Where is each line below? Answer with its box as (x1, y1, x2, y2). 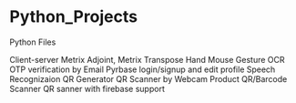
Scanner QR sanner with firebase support (9, 83, 166, 94)
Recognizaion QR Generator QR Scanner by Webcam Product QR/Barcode (9, 73, 288, 84)
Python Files (9, 36, 56, 47)
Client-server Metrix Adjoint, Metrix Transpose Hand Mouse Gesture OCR (9, 54, 285, 65)
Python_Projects (9, 6, 138, 27)
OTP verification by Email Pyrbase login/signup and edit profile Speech (9, 64, 276, 75)
